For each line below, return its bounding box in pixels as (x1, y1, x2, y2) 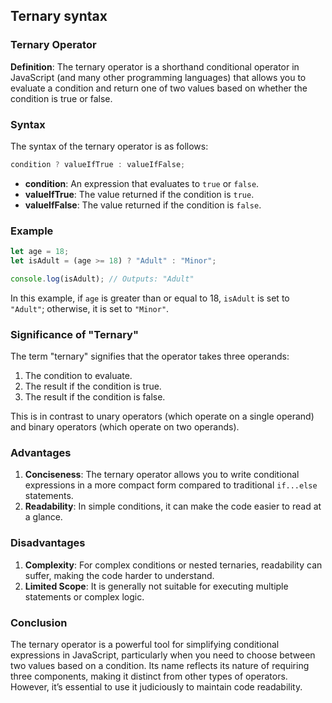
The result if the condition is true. (24, 380, 162, 393)
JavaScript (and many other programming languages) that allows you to (10, 71, 307, 83)
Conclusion (10, 615, 68, 629)
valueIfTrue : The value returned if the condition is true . (24, 188, 255, 200)
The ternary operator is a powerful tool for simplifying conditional (10, 638, 280, 650)
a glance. (24, 511, 63, 523)
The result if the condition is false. (24, 391, 166, 403)
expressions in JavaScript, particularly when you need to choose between (10, 649, 316, 661)
